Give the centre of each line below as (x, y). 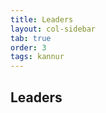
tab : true (31, 38)
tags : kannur (37, 57)
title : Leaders (42, 19)
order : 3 (28, 47)
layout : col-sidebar (53, 29)
